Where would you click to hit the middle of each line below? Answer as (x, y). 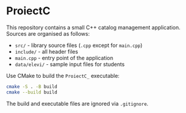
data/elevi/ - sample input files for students (70, 64)
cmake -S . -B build (32, 87)
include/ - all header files (46, 51)
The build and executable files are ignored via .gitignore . (77, 103)
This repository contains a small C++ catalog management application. (93, 27)
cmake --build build (32, 92)
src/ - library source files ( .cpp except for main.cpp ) (79, 45)
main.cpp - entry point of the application (64, 58)
